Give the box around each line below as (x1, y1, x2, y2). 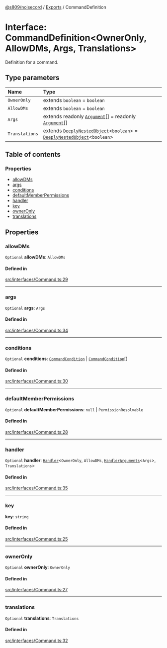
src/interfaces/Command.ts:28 (5, 429, 68, 435)
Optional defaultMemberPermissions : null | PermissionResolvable (5, 406, 143, 412)
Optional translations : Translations (5, 615, 79, 621)
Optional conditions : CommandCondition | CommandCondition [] (5, 356, 128, 362)
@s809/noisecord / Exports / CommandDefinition (5, 4, 106, 10)
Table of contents (5, 150, 61, 159)
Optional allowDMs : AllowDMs (5, 254, 66, 260)
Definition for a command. (5, 59, 59, 65)
